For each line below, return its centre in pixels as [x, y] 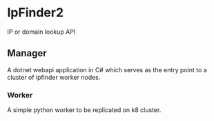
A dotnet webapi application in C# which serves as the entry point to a [107, 69]
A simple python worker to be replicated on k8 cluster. [84, 110]
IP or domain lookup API [41, 32]
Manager [27, 53]
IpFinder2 [36, 13]
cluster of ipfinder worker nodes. [54, 77]
